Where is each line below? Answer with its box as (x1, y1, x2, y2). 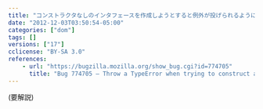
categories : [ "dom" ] (8, 26, 76, 34)
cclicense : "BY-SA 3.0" (8, 48, 86, 56)
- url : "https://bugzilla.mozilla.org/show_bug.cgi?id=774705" (22, 63, 233, 71)
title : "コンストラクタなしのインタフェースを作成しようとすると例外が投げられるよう (8, 11, 251, 20)
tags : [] (8, 33, 37, 42)
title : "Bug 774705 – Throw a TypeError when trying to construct (28, 70, 250, 78)
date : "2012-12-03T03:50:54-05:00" (8, 19, 124, 27)
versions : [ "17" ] (8, 41, 65, 49)
